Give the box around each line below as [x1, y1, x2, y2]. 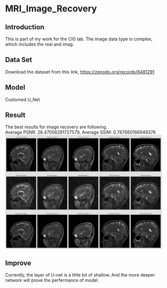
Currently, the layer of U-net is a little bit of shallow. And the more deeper [5, 272, 155, 278]
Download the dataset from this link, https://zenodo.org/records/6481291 [5, 69, 155, 75]
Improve [5, 259, 31, 267]
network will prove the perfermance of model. [5, 277, 99, 283]
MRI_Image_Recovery [5, 3, 97, 14]
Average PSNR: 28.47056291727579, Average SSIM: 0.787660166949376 [5, 129, 156, 135]
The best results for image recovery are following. [5, 124, 108, 130]
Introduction [5, 23, 45, 31]
